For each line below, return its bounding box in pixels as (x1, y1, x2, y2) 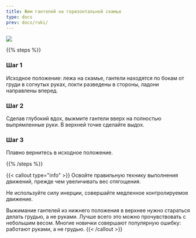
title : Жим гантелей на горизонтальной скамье (6, 8, 122, 15)
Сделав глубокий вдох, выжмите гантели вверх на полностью (6, 115, 162, 122)
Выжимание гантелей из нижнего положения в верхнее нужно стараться (6, 207, 190, 214)
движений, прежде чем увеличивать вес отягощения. (6, 178, 141, 185)
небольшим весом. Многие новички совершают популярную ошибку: (6, 219, 181, 226)
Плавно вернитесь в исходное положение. (6, 149, 113, 156)
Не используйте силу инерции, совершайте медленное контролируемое (6, 189, 188, 196)
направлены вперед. (6, 87, 59, 94)
